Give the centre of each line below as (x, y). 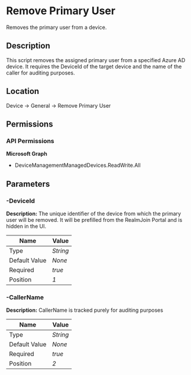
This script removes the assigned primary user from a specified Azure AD (96, 60)
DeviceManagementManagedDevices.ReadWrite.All (77, 165)
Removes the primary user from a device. (56, 27)
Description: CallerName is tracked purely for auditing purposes (85, 310)
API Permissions (30, 141)
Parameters (28, 184)
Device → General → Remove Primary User (59, 105)
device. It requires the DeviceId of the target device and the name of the (94, 66)
